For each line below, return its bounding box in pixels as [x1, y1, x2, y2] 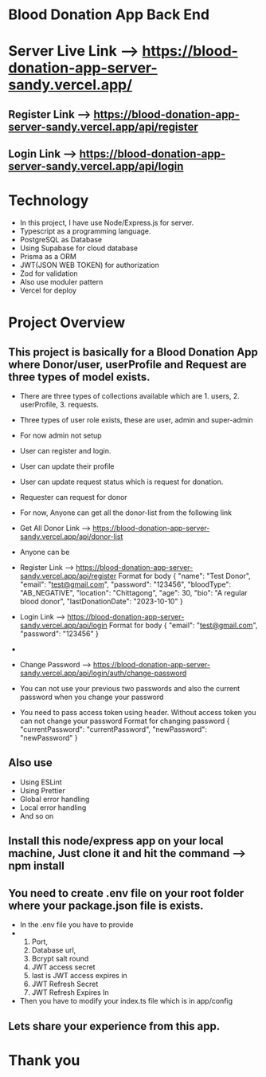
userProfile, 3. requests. [19, 400, 100, 410]
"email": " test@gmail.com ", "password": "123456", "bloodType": [19, 580, 232, 589]
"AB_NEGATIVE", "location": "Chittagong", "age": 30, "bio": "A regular [19, 588, 248, 598]
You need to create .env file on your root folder [8, 886, 244, 900]
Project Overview [8, 313, 126, 332]
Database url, [31, 945, 76, 955]
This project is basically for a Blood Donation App [8, 345, 259, 359]
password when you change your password [19, 692, 164, 702]
